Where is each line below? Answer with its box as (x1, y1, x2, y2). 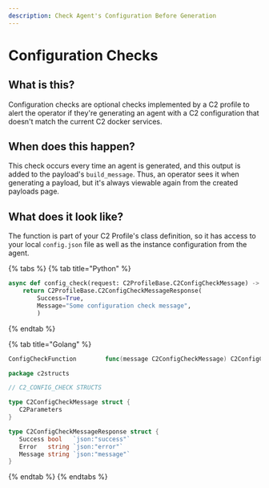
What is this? (8, 78, 75, 92)
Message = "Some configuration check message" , (37, 302, 192, 310)
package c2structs (8, 369, 70, 377)
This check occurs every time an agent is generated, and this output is (8, 161, 241, 171)
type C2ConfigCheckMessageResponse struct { (8, 427, 159, 436)
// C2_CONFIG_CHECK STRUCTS (8, 384, 102, 392)
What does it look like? (8, 209, 124, 223)
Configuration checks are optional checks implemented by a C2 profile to (8, 100, 250, 109)
